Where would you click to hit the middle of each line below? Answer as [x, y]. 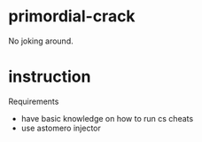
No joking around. [41, 41]
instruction [50, 77]
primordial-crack [72, 16]
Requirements [34, 101]
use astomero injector [61, 128]
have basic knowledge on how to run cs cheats [107, 118]
